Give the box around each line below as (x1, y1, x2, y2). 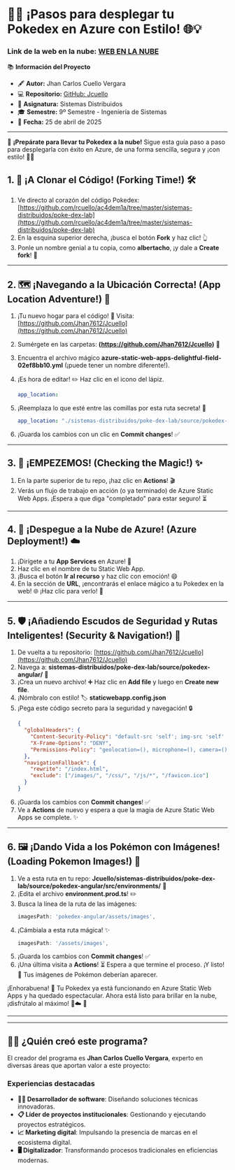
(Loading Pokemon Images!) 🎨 (7, 855, 141, 867)
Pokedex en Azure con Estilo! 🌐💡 (7, 21, 202, 37)
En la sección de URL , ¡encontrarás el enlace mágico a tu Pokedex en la (17, 579, 225, 588)
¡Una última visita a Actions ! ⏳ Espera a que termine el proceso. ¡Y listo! (17, 960, 225, 969)
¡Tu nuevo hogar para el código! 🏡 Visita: (17, 312, 134, 320)
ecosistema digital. (17, 1138, 72, 1146)
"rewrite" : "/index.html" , (30, 765, 109, 773)
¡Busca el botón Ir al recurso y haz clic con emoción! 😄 (17, 572, 178, 581)
